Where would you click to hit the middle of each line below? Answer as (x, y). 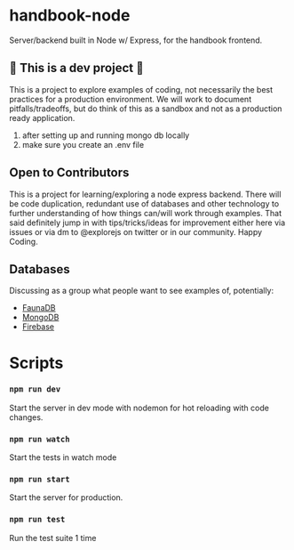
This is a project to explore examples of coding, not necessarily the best (141, 89)
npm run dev (35, 389)
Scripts (36, 363)
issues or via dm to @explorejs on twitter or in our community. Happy (136, 231)
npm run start (40, 480)
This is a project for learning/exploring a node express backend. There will (145, 194)
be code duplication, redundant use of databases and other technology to (144, 203)
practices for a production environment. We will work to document (130, 99)
